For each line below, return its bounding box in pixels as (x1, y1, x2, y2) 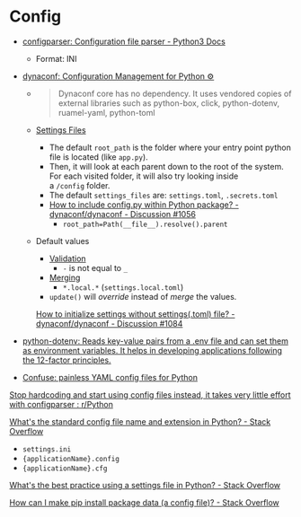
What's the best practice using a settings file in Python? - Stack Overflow (9, 479, 281, 490)
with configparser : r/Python (9, 399, 114, 409)
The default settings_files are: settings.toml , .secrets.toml (49, 189, 279, 200)
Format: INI (35, 53, 77, 64)
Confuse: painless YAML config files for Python (22, 372, 198, 382)
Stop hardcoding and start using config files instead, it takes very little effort (9, 389, 291, 400)
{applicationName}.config (22, 454, 120, 463)
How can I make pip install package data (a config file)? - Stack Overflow (9, 496, 280, 508)
